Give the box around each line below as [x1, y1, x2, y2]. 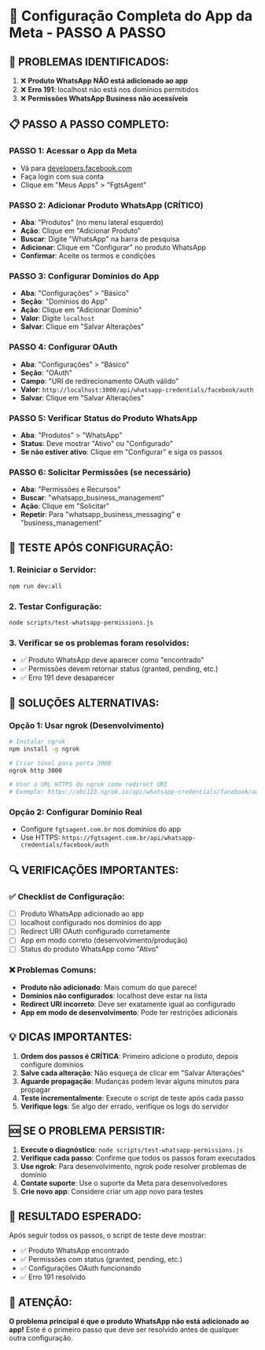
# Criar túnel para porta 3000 [9, 759, 112, 767]
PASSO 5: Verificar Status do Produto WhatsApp [9, 412, 198, 423]
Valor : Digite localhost [20, 314, 95, 323]
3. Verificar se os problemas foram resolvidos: [9, 637, 190, 648]
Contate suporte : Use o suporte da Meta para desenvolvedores [20, 1178, 227, 1188]
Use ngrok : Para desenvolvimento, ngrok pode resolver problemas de [20, 1162, 247, 1171]
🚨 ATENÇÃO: [9, 1296, 73, 1309]
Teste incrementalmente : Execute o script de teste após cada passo [20, 1093, 245, 1102]
